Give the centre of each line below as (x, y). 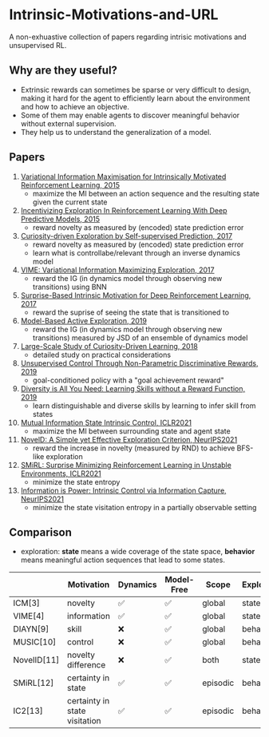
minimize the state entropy (76, 481)
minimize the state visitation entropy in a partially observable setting (144, 507)
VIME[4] (29, 616)
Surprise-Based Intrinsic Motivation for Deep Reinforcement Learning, (136, 295)
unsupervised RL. (38, 45)
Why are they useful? (63, 71)
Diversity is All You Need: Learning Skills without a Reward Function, (133, 388)
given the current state (70, 202)
